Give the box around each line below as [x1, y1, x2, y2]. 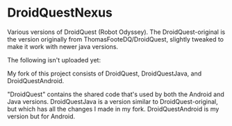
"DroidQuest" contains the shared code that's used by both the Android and [7, 90, 224, 98]
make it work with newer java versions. [7, 42, 119, 51]
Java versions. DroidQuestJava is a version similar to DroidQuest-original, [7, 97, 219, 105]
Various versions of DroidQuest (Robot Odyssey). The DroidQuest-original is [7, 28, 226, 36]
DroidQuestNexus [7, 5, 113, 21]
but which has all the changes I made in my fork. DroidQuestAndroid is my [7, 105, 219, 113]
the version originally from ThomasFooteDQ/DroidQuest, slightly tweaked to [7, 35, 224, 43]
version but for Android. [7, 112, 76, 120]
